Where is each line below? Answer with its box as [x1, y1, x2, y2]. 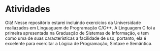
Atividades [5, 3, 51, 15]
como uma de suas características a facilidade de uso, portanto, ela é [5, 35, 147, 41]
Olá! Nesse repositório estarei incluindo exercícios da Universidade [5, 20, 141, 25]
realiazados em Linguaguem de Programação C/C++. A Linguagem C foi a [5, 25, 156, 30]
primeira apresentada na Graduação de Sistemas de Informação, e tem [5, 30, 149, 36]
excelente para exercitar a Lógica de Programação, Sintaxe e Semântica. [5, 40, 153, 46]
